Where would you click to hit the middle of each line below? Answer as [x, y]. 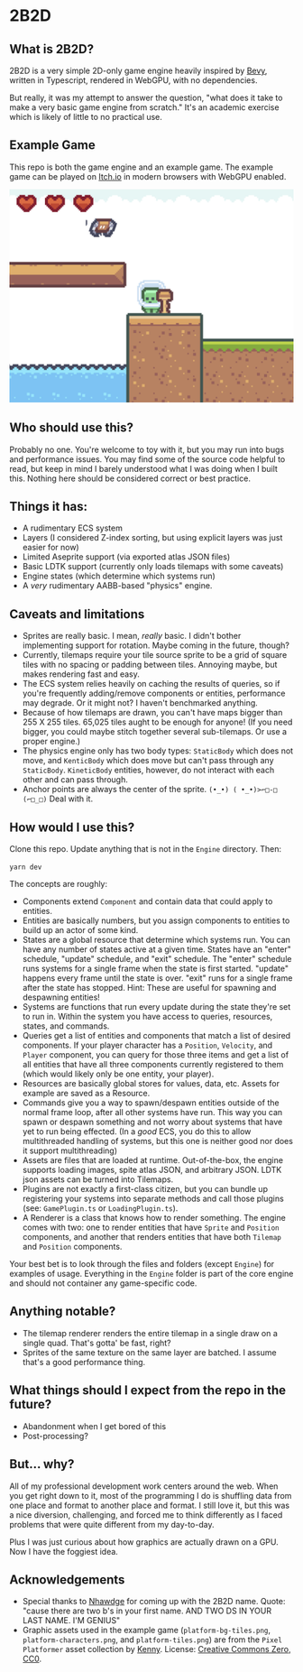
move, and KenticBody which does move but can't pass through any [148, 761]
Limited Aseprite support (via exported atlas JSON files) [126, 557]
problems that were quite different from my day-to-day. [112, 1524]
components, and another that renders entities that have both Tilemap [151, 1237]
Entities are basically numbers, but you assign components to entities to [156, 920]
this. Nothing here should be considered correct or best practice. [130, 478]
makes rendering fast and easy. [81, 674]
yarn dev [26, 867]
